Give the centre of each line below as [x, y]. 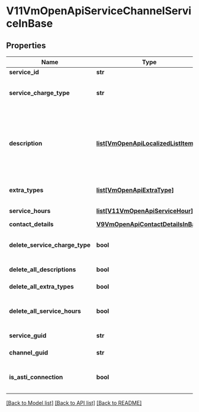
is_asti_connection [36, 377]
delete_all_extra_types [41, 286]
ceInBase [30, 23]
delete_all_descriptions [43, 270]
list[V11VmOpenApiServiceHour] [145, 211]
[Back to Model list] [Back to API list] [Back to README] [74, 403]
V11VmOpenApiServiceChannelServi [99, 11]
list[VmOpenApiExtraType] [135, 190]
